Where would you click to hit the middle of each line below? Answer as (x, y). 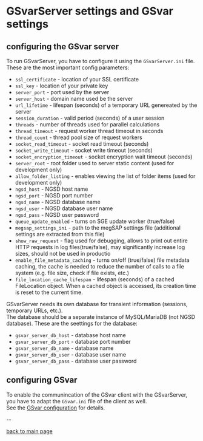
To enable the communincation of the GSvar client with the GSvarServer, (97, 395)
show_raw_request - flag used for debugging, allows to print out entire (101, 241)
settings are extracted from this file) (60, 234)
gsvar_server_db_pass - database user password (76, 361)
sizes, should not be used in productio (63, 254)
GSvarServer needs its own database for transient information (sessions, (97, 304)
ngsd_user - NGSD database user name (64, 208)
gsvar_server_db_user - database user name (70, 354)
